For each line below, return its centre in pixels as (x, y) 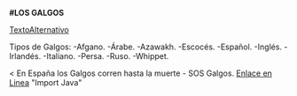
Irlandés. (25, 56)
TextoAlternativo (39, 30)
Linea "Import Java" (46, 82)
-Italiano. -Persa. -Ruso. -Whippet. (106, 56)
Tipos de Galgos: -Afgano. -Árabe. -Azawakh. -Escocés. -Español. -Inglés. (145, 47)
